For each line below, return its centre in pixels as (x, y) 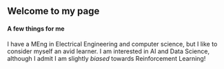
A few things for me (36, 28)
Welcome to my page (53, 11)
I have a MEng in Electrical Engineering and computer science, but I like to (112, 44)
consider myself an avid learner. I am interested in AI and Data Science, (109, 51)
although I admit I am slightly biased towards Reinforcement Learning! (106, 58)
